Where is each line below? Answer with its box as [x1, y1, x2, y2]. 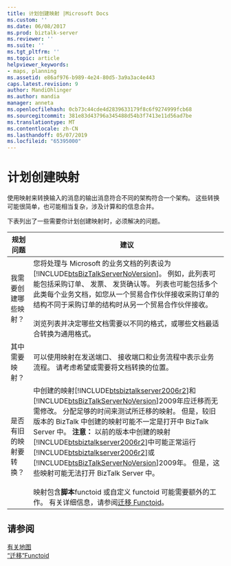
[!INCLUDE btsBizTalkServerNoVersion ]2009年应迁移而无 [33, 396, 219, 406]
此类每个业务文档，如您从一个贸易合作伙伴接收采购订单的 [33, 290, 219, 299]
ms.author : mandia [7, 94, 60, 100]
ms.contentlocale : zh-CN [7, 125, 78, 132]
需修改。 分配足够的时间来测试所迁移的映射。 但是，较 [33, 406, 210, 416]
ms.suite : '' [7, 42, 45, 49]
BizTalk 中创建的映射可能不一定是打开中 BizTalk [56, 417, 209, 426]
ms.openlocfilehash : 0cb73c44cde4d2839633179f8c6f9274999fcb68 [7, 106, 192, 113]
